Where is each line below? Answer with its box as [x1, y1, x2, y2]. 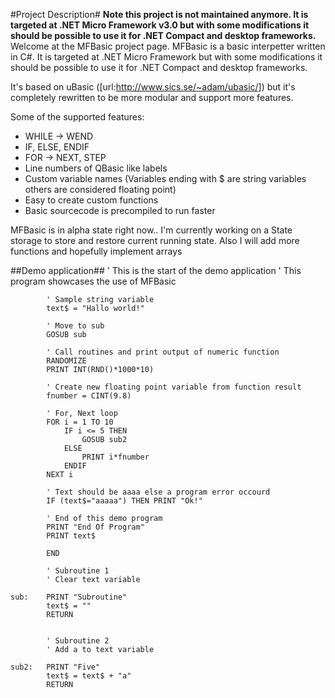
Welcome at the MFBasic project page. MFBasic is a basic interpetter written [10, 40, 326, 52]
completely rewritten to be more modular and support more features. [10, 92, 294, 103]
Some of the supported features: [10, 111, 145, 123]
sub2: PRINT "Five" [10, 662, 101, 672]
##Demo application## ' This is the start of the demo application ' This [10, 265, 302, 276]
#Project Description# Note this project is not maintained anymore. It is [10, 9, 309, 20]
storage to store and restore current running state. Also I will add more [10, 235, 300, 246]
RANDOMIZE [46, 356, 87, 366]
